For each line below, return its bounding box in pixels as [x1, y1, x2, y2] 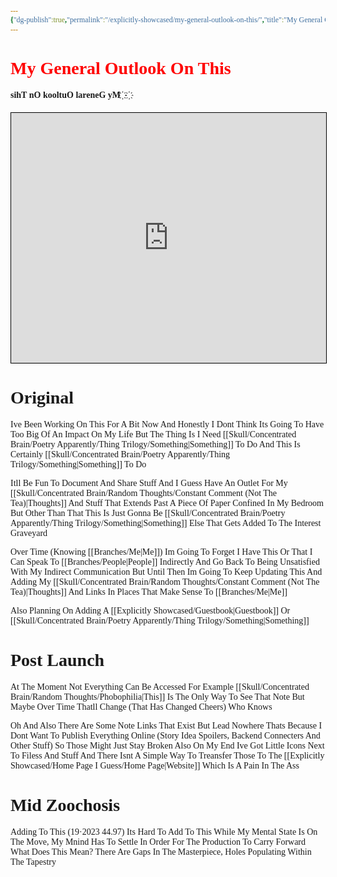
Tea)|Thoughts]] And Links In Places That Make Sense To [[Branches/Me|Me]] [10, 586, 288, 597]
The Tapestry [10, 856, 57, 867]
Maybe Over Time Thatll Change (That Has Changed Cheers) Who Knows [10, 701, 273, 712]
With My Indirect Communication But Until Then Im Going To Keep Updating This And [10, 566, 323, 577]
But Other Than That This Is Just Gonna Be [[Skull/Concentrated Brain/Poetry [10, 507, 286, 518]
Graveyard [10, 527, 48, 538]
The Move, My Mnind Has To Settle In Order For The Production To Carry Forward [10, 836, 307, 847]
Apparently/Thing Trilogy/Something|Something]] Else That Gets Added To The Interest [10, 517, 322, 528]
